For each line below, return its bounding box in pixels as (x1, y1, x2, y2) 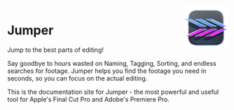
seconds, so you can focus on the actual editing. (7, 74, 148, 82)
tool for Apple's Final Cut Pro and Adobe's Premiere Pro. (7, 95, 170, 103)
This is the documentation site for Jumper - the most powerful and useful (7, 88, 219, 96)
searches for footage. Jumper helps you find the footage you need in (7, 67, 207, 75)
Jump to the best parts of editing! (7, 46, 104, 54)
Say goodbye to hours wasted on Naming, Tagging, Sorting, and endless (7, 59, 216, 67)
